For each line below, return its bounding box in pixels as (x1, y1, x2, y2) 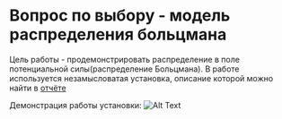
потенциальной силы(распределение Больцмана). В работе (9, 64, 240, 74)
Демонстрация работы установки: (9, 99, 142, 110)
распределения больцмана (9, 24, 227, 45)
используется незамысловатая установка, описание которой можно (9, 72, 274, 83)
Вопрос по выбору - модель (9, 5, 231, 26)
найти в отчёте (9, 82, 66, 93)
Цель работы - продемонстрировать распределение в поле (9, 54, 241, 64)
